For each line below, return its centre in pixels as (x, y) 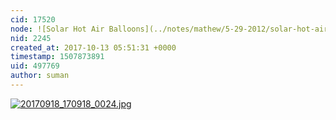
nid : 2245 (31, 38)
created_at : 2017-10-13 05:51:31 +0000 (93, 47)
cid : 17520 (33, 19)
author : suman (40, 76)
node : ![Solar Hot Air (57, 29)
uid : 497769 (35, 66)
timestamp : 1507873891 (57, 57)
